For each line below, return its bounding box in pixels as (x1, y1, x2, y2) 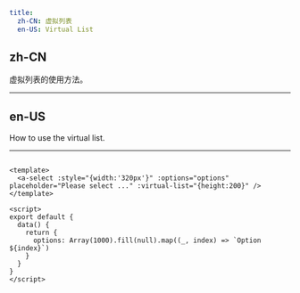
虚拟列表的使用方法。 (9, 74, 87, 85)
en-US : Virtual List (17, 25, 94, 34)
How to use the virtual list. (9, 133, 105, 143)
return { (25, 228, 58, 238)
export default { (9, 213, 74, 222)
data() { (17, 221, 50, 230)
